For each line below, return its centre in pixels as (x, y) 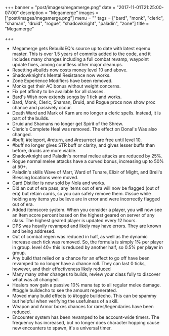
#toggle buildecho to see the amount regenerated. (65, 290)
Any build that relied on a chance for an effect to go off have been (81, 258)
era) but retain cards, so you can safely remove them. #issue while (81, 194)
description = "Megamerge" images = (59, 13)
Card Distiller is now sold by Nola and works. (59, 183)
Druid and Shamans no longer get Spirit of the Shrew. (68, 124)
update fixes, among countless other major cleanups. (68, 65)
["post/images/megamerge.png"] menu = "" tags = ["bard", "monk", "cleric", (84, 18)
